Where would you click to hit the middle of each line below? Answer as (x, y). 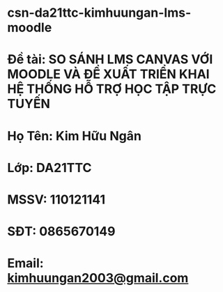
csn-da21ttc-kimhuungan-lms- (99, 13)
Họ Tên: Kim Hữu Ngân (74, 136)
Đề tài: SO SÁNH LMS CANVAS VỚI (110, 60)
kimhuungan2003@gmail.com (98, 278)
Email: (25, 263)
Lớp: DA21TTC (49, 168)
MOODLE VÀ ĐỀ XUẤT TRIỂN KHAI (109, 74)
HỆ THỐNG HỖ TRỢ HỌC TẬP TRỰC (112, 89)
